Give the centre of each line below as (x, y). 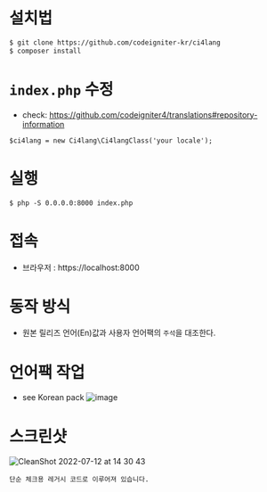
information (43, 124)
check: (34, 115)
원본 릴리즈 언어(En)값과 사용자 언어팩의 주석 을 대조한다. (119, 333)
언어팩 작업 (47, 372)
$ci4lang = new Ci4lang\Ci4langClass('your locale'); (111, 140)
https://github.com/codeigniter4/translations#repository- (153, 115)
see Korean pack (53, 398)
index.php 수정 (61, 89)
